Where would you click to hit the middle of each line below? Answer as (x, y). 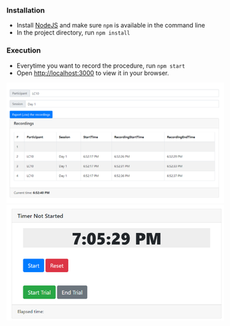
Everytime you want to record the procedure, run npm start (101, 65)
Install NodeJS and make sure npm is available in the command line (111, 26)
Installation (26, 10)
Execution (24, 50)
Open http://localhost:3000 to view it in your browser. (93, 73)
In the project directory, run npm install (73, 32)
